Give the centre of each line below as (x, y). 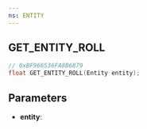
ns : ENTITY (26, 15)
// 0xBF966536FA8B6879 (46, 66)
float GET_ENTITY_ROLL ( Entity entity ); (74, 73)
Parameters (38, 98)
